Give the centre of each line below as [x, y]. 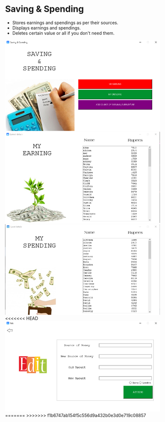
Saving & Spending [45, 9]
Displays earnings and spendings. [46, 28]
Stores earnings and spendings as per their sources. [65, 23]
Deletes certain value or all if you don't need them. [63, 33]
